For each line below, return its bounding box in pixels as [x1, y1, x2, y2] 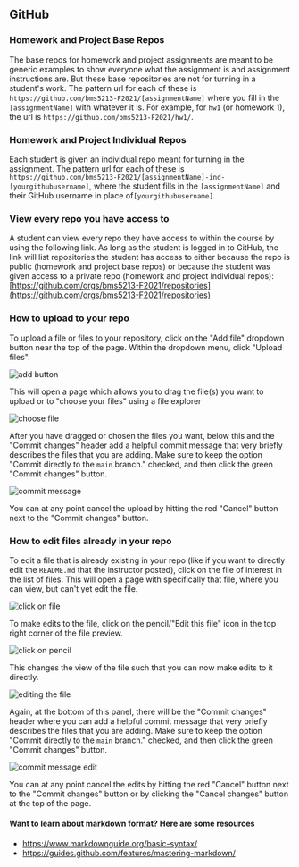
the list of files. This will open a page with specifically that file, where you [9, 574, 278, 585]
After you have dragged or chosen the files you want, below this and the [9, 430, 275, 441]
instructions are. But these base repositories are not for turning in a [9, 73, 256, 84]
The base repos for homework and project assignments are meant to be [9, 54, 274, 65]
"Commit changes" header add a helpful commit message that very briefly [9, 440, 283, 450]
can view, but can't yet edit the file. [9, 583, 138, 593]
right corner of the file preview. [9, 627, 123, 638]
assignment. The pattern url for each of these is [9, 163, 185, 173]
